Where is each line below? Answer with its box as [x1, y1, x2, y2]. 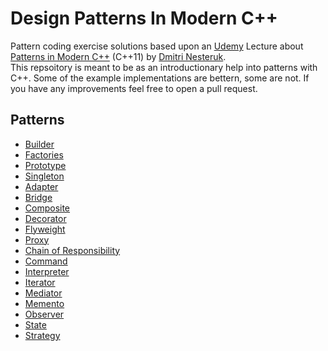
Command [24, 255, 68, 267]
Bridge [24, 191, 53, 203]
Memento [24, 297, 65, 309]
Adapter [24, 180, 59, 192]
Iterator [24, 276, 56, 288]
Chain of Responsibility [24, 244, 121, 256]
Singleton [24, 170, 65, 182]
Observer [24, 308, 65, 320]
